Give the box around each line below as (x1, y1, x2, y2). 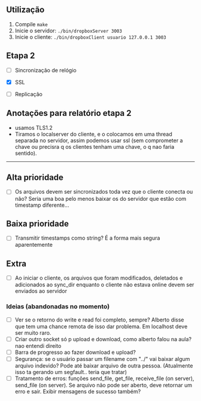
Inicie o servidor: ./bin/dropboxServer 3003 (14, 27, 123, 34)
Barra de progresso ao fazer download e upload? (14, 348, 136, 356)
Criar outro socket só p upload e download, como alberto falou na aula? (14, 335, 192, 342)
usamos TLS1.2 (14, 124, 53, 131)
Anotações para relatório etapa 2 (6, 108, 132, 118)
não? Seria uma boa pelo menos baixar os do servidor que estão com (14, 195, 187, 202)
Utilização (6, 5, 45, 15)
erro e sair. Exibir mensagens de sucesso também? (14, 388, 141, 395)
